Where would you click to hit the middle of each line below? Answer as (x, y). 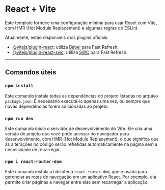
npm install (19, 86)
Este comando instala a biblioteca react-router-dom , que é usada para (76, 172)
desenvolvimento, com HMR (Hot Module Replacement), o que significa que (82, 139)
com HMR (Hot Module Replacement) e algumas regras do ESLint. (72, 28)
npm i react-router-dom (34, 161)
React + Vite (31, 9)
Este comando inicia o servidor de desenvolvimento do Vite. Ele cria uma (79, 128)
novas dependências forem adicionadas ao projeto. (57, 106)
